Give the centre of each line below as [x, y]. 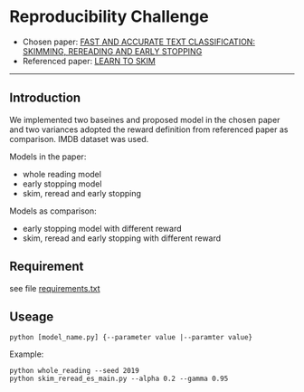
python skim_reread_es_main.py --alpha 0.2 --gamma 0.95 [119, 379]
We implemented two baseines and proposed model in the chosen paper [145, 120]
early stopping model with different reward [102, 228]
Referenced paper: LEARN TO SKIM [89, 61]
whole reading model [62, 174]
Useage [32, 316]
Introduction [45, 98]
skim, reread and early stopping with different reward [122, 238]
